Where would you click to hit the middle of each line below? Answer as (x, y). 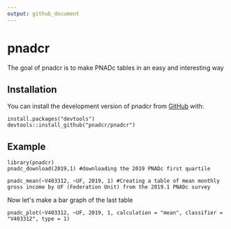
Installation (32, 89)
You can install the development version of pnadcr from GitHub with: (106, 106)
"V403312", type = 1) (39, 219)
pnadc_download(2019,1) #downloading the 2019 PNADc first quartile (109, 169)
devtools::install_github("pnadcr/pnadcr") (72, 125)
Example (27, 146)
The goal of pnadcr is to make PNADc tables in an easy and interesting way (116, 68)
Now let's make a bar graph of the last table (70, 200)
